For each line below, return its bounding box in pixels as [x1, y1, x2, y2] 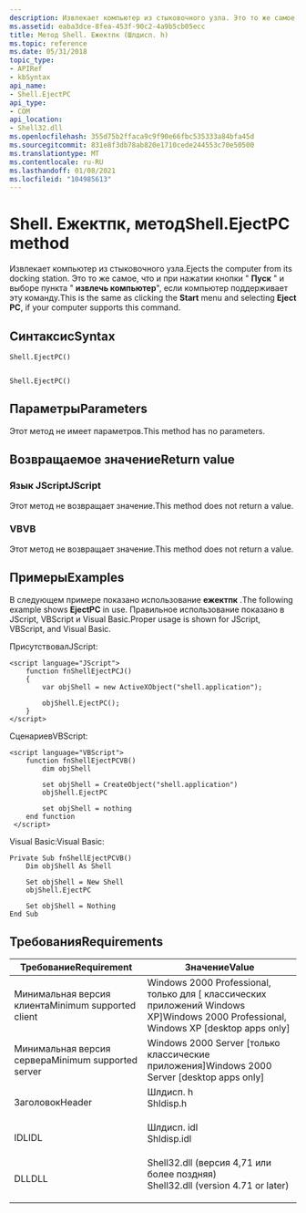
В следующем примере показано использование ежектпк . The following [9, 594, 293, 605]
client [14, 1011, 38, 1023]
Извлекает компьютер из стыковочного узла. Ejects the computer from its [9, 264, 293, 275]
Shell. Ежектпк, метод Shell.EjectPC [9, 213, 291, 234]
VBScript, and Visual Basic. [9, 623, 112, 634]
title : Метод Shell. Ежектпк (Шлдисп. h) [9, 30, 169, 39]
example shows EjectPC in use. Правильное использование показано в [9, 604, 285, 615]
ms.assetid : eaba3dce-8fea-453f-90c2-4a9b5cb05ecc [9, 22, 206, 31]
